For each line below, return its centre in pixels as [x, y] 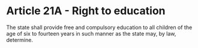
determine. [19, 40]
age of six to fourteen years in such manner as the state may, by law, [91, 33]
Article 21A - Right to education [86, 11]
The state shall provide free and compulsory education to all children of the [99, 27]
